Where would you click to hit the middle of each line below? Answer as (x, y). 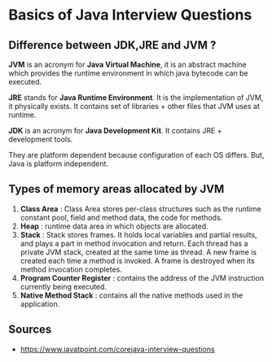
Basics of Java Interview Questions (130, 15)
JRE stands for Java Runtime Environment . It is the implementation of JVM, (136, 98)
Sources (30, 330)
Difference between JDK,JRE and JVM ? (112, 45)
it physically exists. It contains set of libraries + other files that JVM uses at (134, 106)
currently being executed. (64, 286)
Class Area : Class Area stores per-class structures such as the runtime (141, 208)
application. (40, 303)
